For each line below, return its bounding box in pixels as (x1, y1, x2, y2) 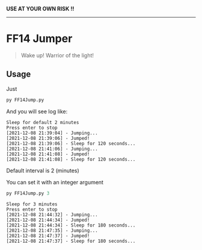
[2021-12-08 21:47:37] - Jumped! (6, 233, 90, 239)
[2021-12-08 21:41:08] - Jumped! (6, 151, 90, 157)
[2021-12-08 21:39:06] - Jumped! (6, 135, 90, 141)
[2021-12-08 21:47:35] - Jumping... (6, 227, 98, 234)
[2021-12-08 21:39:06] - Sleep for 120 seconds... (6, 140, 136, 146)
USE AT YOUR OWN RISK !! (6, 5, 75, 12)
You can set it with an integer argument (6, 178, 104, 186)
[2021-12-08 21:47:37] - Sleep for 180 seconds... (6, 238, 136, 244)
